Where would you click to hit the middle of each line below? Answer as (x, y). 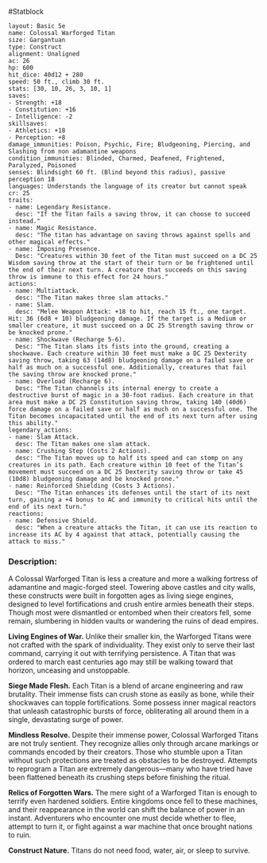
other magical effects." (49, 242)
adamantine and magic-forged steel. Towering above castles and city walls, (132, 588)
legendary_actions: (41, 430)
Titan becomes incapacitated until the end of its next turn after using (133, 416)
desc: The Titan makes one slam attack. (83, 444)
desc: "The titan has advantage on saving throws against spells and (133, 235)
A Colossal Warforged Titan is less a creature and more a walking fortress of (133, 579)
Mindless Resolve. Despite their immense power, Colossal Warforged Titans (133, 735)
